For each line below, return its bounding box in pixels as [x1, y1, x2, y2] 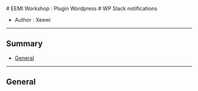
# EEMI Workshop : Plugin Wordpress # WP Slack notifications [6, 5, 158, 12]
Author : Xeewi [14, 16, 51, 23]
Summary [6, 39, 43, 49]
